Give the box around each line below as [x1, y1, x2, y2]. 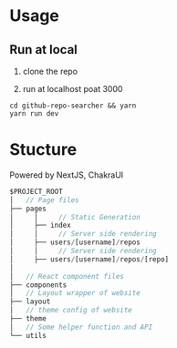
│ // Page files [9, 195, 79, 205]
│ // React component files [9, 271, 125, 281]
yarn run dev [9, 109, 59, 118]
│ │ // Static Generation [9, 212, 141, 221]
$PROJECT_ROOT [9, 187, 64, 196]
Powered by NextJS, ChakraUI [9, 169, 124, 180]
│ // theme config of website [9, 306, 132, 315]
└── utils [9, 331, 47, 340]
